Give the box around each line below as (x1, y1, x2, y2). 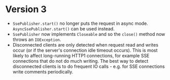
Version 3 (5, 4, 47, 15)
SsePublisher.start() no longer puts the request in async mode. (12, 20, 148, 26)
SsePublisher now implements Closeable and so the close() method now (12, 31, 165, 37)
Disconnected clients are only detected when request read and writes (12, 42, 159, 48)
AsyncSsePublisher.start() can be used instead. (12, 25, 115, 31)
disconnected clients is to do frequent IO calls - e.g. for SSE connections (12, 63, 165, 69)
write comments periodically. (12, 68, 74, 74)
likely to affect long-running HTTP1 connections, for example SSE (12, 52, 150, 59)
